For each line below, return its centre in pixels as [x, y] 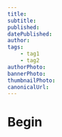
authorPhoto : [27, 67]
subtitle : [22, 21]
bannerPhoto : [27, 73]
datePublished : [30, 34]
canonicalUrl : [29, 87]
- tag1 [30, 54]
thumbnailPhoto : [31, 80]
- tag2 [30, 61]
